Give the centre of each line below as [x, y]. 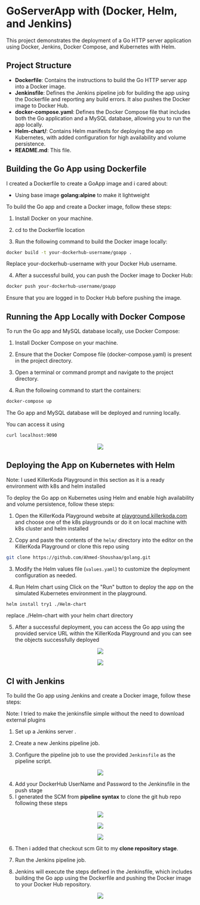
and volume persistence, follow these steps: [60, 504]
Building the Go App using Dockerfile [76, 169]
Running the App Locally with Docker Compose [96, 317]
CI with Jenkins [36, 681]
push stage [29, 791]
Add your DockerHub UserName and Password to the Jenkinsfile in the [102, 784]
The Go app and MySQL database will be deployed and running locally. [93, 413]
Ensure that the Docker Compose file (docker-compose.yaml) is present [103, 354]
